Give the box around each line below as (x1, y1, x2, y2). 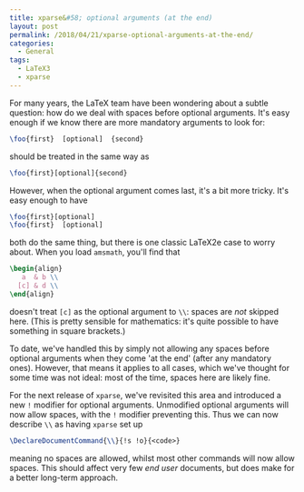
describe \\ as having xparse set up (9, 418, 143, 429)
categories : (9, 38, 54, 48)
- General (17, 47, 54, 56)
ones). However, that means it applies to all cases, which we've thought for (9, 362, 290, 373)
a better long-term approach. (9, 472, 119, 483)
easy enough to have (9, 195, 88, 206)
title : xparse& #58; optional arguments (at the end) (9, 13, 213, 23)
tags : (9, 55, 30, 65)
